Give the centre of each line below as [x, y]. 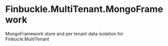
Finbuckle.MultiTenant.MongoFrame [84, 9]
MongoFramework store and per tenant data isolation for [64, 33]
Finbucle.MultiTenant [27, 39]
